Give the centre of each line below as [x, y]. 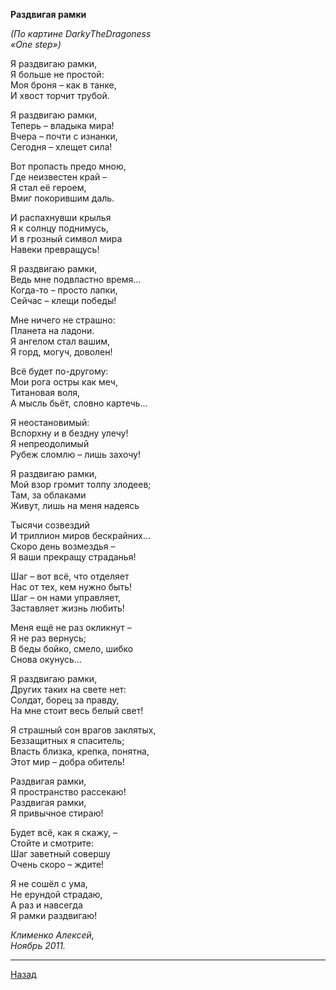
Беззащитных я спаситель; [67, 740]
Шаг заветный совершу [60, 853]
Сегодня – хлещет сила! [61, 147]
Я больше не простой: [57, 74]
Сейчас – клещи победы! [63, 300]
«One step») [36, 44]
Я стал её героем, [48, 187]
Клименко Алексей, [52, 935]
